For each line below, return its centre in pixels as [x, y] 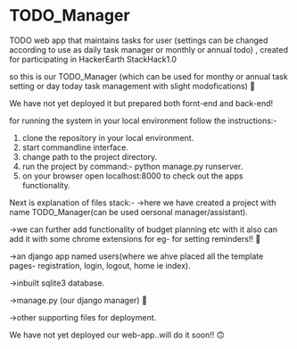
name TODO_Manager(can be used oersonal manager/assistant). [128, 212]
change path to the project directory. [90, 156]
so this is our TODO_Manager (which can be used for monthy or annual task [148, 76]
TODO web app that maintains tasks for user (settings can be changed [139, 40]
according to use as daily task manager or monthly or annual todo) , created [148, 49]
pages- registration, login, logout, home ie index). [100, 265]
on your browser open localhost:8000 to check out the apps [132, 176]
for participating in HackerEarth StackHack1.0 [93, 59]
